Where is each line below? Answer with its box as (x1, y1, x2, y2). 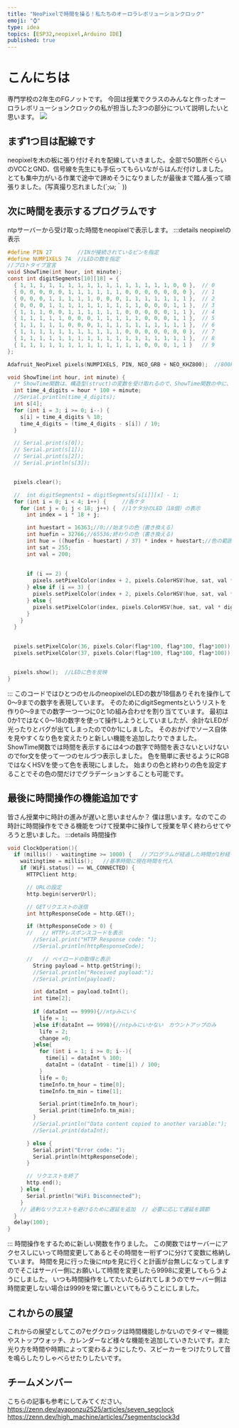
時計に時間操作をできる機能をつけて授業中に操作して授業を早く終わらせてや (7, 821, 232, 830)
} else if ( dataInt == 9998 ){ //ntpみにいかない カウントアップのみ (33, 1021, 217, 1028)
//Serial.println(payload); (33, 976, 116, 983)
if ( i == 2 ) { (26, 571, 69, 578)
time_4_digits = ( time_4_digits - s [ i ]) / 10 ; (20, 420, 161, 428)
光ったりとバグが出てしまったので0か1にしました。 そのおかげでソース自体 (7, 725, 228, 733)
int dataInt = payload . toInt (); (33, 988, 129, 995)
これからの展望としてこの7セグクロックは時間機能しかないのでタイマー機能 (7, 1327, 229, 1335)
